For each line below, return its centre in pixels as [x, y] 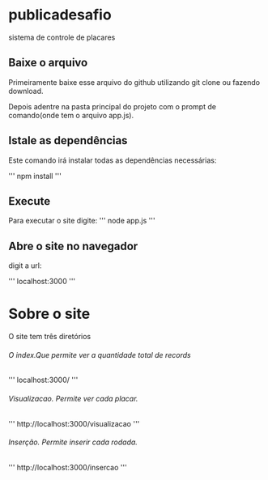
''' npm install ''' [35, 176]
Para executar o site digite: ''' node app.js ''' [82, 221]
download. [26, 91]
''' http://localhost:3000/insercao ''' [68, 467]
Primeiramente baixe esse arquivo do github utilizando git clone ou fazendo [134, 82]
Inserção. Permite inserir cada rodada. [73, 442]
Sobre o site [49, 314]
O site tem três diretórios [50, 337]
